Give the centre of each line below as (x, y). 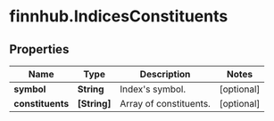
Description (165, 74)
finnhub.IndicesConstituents (119, 16)
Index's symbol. (153, 89)
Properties (39, 49)
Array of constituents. (166, 104)
